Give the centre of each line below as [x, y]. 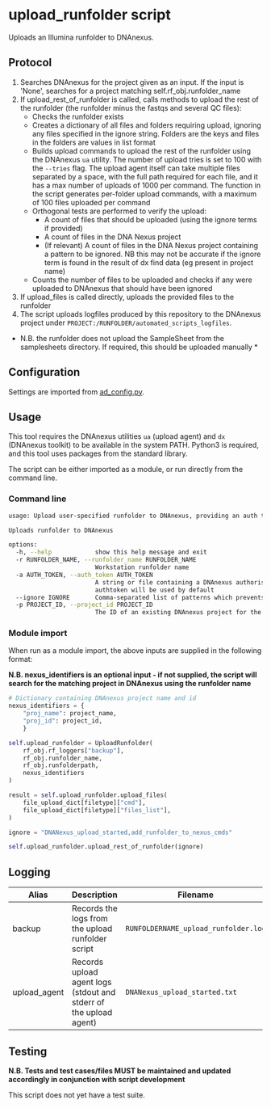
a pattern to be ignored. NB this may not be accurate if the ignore [152, 254]
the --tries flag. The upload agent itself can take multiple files [136, 168]
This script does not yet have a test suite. [77, 1095]
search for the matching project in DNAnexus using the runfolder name [130, 684]
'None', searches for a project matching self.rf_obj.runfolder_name [130, 91]
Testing [28, 1051]
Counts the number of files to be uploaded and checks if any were [142, 280]
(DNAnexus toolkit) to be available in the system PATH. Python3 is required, [134, 445]
